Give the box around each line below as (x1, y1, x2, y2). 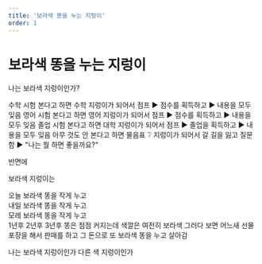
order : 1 (8, 19, 37, 27)
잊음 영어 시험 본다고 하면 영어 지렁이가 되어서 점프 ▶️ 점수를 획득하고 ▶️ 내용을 (8, 111, 252, 120)
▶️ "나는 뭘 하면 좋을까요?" (16, 140, 99, 149)
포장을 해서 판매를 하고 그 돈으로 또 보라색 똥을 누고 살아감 (8, 231, 188, 240)
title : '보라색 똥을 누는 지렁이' (8, 11, 106, 20)
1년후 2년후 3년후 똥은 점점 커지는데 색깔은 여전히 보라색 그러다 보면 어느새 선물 (8, 220, 255, 231)
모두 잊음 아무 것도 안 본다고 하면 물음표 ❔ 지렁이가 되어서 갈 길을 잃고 (22, 130, 238, 140)
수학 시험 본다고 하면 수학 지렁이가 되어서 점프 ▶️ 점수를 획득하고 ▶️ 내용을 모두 (8, 100, 252, 110)
